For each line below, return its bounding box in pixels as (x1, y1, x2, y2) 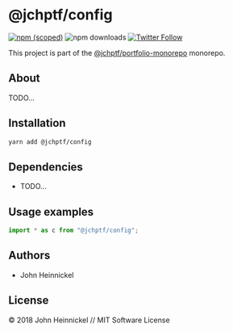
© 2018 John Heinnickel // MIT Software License (8, 315, 171, 325)
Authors (8, 249, 51, 263)
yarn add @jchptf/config (8, 137, 92, 146)
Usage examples (8, 204, 94, 219)
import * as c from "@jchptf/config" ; (8, 226, 139, 235)
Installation (8, 116, 66, 130)
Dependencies (8, 160, 83, 174)
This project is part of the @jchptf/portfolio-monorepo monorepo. (8, 48, 226, 57)
